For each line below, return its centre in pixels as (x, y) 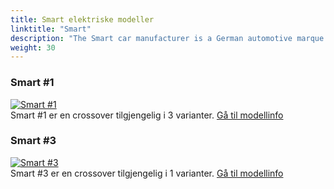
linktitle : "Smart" (51, 29)
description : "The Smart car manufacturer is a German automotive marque (167, 38)
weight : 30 (33, 47)
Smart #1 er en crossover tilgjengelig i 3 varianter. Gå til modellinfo (147, 115)
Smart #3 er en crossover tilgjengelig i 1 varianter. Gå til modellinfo (147, 173)
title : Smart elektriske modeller (82, 19)
